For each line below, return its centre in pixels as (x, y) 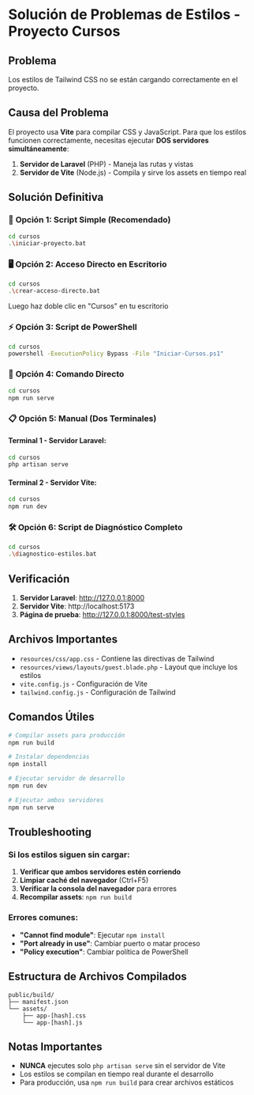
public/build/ (32, 995)
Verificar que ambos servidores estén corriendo (100, 872)
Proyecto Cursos (64, 31)
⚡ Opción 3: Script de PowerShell (73, 328)
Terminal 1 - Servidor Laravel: (57, 440)
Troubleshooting (50, 832)
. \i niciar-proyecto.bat (47, 244)
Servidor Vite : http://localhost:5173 (77, 606)
